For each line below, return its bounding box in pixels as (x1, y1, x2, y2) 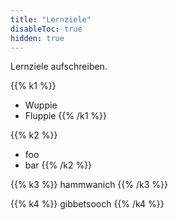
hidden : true (10, 33, 65, 43)
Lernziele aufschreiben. (10, 61, 108, 73)
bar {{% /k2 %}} (24, 159, 93, 171)
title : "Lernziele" (10, 14, 92, 25)
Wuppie (24, 99, 58, 111)
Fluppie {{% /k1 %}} (24, 110, 108, 122)
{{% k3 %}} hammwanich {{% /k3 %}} (10, 179, 168, 191)
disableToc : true (10, 24, 83, 34)
